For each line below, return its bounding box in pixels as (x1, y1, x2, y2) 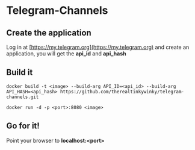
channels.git (6, 94, 39, 100)
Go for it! (6, 121, 40, 131)
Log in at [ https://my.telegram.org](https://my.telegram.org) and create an (6, 43, 190, 51)
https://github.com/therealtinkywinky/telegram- (60, 89, 185, 95)
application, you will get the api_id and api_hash (6, 50, 126, 57)
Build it (6, 67, 33, 78)
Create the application (6, 28, 91, 38)
